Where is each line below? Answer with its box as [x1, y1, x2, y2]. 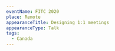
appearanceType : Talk [6, 25, 60, 31]
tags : [6, 30, 19, 36]
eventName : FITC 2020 [6, 8, 60, 15]
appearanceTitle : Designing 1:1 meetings [6, 19, 110, 25]
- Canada [11, 36, 33, 42]
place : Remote [6, 14, 41, 20]
